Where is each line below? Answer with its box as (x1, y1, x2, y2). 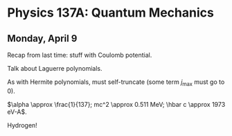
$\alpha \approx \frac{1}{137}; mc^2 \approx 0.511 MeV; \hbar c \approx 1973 (7, 100, 226, 108)
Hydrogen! (7, 121, 38, 129)
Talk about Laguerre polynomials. (7, 65, 102, 72)
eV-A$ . (7, 108, 28, 116)
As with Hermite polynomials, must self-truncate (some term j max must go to (7, 78, 225, 87)
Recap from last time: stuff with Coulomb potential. (7, 51, 152, 59)
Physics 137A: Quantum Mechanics (7, 5, 215, 21)
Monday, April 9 (7, 33, 78, 44)
